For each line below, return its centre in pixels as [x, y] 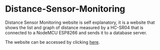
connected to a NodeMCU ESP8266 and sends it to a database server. [76, 33]
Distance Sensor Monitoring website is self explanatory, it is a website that [80, 22]
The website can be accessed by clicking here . [53, 42]
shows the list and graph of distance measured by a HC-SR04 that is [74, 27]
